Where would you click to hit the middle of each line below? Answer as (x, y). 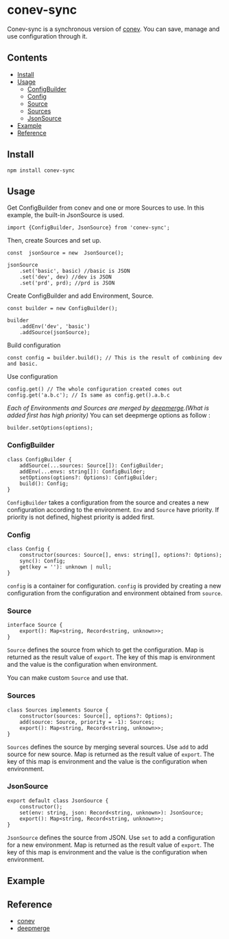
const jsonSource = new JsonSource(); (66, 253)
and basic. (23, 364)
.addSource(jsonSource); (55, 333)
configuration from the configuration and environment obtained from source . (115, 593)
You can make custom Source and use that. (68, 678)
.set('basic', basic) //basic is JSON (75, 271)
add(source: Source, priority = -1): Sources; (87, 722)
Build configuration (34, 345)
